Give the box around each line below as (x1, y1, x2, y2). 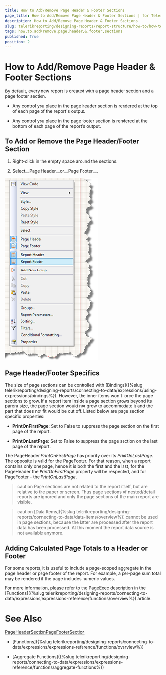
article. (137, 596, 152, 602)
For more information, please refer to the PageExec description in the (5, 585, 146, 591)
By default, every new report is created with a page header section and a (5, 88, 154, 94)
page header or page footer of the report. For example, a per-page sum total (5, 570, 161, 576)
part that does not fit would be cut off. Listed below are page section (5, 408, 145, 414)
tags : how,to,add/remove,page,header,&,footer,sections (5, 29, 123, 34)
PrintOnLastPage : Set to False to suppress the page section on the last (12, 438, 158, 444)
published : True (5, 34, 39, 39)
